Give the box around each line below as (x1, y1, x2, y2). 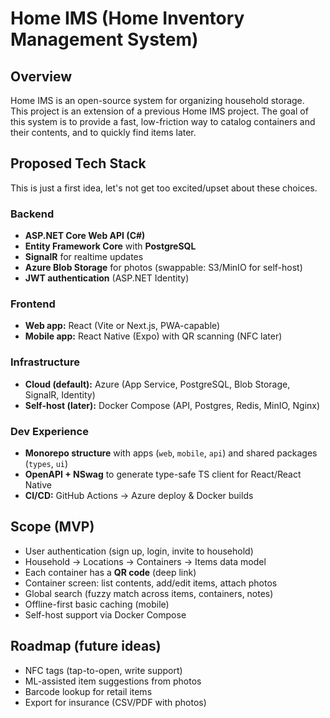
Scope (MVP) (10, 518, 95, 536)
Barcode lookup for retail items (24, 685, 153, 697)
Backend (10, 207, 55, 221)
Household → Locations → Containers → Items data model (24, 555, 267, 567)
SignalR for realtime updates (24, 251, 144, 263)
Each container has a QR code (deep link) (24, 566, 197, 578)
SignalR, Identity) (24, 388, 96, 401)
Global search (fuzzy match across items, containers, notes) (24, 587, 274, 599)
